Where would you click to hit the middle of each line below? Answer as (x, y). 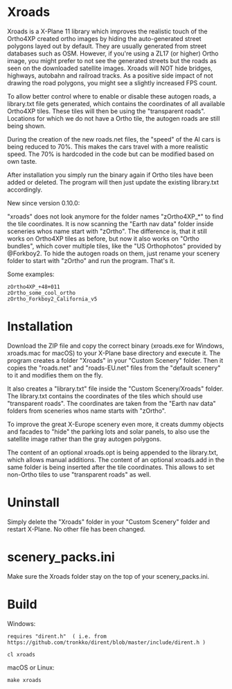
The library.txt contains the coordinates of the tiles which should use (105, 395)
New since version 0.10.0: (44, 203)
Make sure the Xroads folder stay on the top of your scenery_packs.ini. (108, 576)
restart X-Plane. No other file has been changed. (77, 529)
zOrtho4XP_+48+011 (34, 287)
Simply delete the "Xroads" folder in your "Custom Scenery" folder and (108, 522)
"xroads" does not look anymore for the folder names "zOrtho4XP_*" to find (115, 216)
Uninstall (34, 503)
